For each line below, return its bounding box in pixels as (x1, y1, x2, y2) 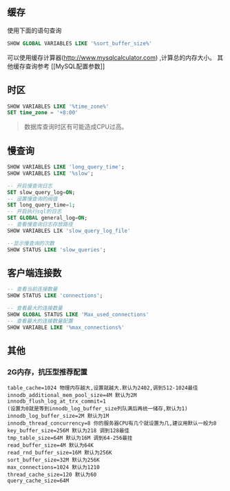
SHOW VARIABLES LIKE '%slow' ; (7, 170, 94, 177)
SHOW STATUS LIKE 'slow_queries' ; (7, 246, 107, 253)
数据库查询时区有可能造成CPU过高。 (23, 123, 128, 131)
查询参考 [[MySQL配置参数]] (25, 61, 105, 70)
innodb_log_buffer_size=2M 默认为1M (7, 413, 109, 420)
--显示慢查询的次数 (7, 240, 55, 247)
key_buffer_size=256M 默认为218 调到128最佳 (7, 427, 129, 434)
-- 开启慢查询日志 (7, 182, 53, 189)
